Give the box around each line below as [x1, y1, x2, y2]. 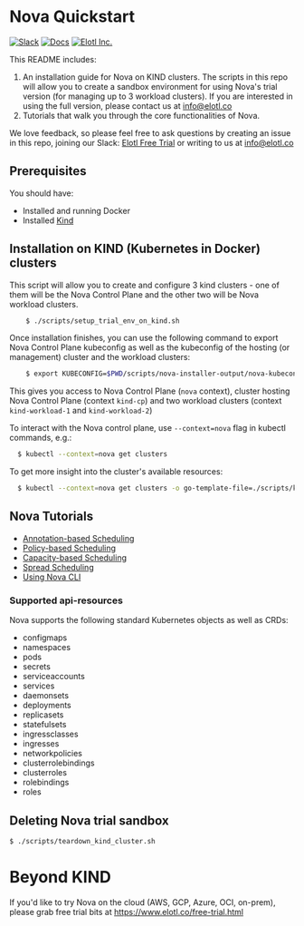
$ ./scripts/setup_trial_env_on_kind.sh [25, 316, 180, 326]
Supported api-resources [9, 594, 124, 607]
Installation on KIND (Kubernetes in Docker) [9, 241, 261, 257]
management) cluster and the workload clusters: [9, 352, 191, 363]
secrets [22, 661, 52, 672]
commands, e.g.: [9, 433, 72, 444]
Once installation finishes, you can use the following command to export [9, 333, 279, 344]
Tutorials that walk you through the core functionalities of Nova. [22, 110, 261, 121]
